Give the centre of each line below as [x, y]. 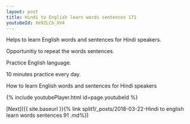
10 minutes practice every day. [44, 75]
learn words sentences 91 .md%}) [47, 115]
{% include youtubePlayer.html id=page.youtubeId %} [72, 97]
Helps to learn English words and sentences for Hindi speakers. [84, 40]
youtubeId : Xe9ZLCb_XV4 [36, 23]
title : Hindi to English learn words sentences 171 [71, 17]
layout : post [22, 12]
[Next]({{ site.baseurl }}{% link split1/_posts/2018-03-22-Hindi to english [95, 109]
